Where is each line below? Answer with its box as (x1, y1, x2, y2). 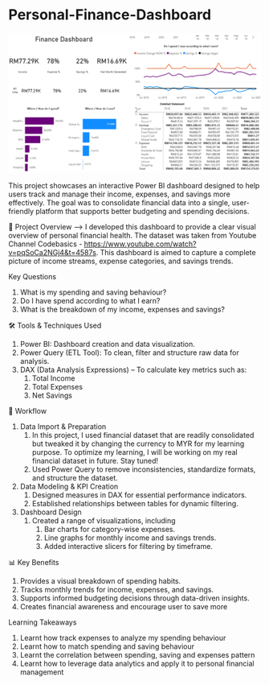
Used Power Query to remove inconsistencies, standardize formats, (31, 464, 256, 474)
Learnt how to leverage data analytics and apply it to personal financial (19, 658, 255, 669)
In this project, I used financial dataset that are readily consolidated (31, 431, 255, 440)
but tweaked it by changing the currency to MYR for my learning (31, 439, 245, 448)
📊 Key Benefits (8, 558, 59, 567)
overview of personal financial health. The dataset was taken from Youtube (8, 231, 257, 241)
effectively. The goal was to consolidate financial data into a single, (8, 198, 230, 208)
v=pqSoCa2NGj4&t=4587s (8, 248, 96, 258)
